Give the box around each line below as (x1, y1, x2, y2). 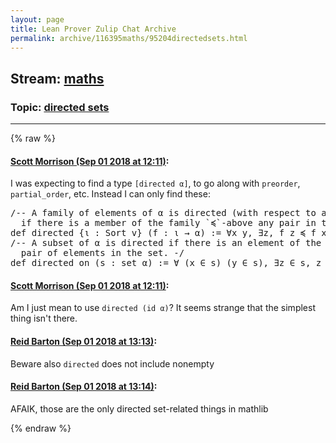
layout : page (10, 14, 65, 25)
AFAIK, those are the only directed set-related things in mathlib (10, 402, 269, 415)
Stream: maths (10, 70, 105, 87)
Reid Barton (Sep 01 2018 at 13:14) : (10, 381, 158, 393)
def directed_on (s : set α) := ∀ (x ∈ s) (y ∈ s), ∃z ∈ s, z (10, 257, 322, 269)
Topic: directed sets (10, 100, 110, 114)
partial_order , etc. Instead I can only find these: (10, 188, 211, 200)
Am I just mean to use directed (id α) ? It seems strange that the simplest (10, 302, 316, 314)
